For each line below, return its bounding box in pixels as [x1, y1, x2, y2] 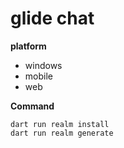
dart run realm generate [10, 128, 114, 138]
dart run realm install [10, 119, 110, 129]
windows [24, 59, 63, 71]
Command [10, 100, 55, 112]
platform [10, 40, 47, 52]
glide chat [10, 7, 95, 30]
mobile [24, 70, 53, 82]
